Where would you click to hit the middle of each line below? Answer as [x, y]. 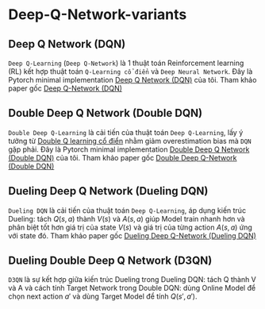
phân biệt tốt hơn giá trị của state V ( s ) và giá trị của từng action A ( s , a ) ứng [130, 227]
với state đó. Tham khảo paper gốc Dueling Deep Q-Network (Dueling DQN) [132, 235]
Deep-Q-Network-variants [98, 15]
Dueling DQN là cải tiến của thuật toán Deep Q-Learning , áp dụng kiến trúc [127, 210]
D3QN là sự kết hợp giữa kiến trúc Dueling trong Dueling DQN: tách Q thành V [132, 280]
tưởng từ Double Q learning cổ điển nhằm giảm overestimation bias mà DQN [130, 141]
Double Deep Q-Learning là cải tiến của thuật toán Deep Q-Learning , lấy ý [126, 132]
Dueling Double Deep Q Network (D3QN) [110, 261]
